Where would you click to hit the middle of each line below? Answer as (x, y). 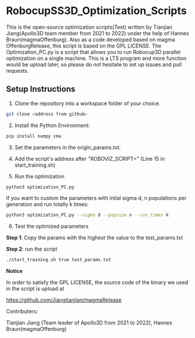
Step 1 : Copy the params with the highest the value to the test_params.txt (95, 238)
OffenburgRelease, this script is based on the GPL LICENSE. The (84, 46)
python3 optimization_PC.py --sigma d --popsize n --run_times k (87, 215)
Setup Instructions (41, 89)
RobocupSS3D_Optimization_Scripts (97, 11)
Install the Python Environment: (52, 125)
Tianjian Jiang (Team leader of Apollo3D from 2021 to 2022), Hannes (89, 323)
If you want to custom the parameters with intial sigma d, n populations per (96, 198)
